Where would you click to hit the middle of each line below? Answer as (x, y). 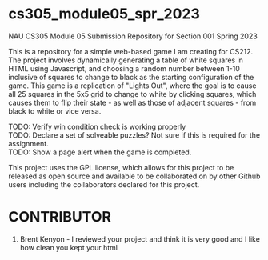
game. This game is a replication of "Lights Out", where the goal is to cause (132, 86)
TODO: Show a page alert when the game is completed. (100, 152)
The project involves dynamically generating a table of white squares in (126, 60)
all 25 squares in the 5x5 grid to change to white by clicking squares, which (132, 94)
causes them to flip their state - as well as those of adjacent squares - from (132, 102)
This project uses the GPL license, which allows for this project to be (121, 167)
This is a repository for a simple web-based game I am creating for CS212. (131, 51)
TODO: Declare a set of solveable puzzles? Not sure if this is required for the (134, 135)
